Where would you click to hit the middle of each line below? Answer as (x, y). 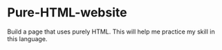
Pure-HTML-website (67, 13)
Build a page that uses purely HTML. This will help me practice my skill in (111, 32)
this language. (27, 38)
